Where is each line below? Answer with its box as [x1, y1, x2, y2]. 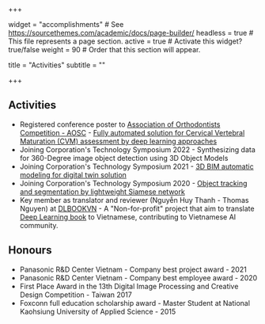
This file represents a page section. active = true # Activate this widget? [8, 36, 243, 46]
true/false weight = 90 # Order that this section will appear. [8, 45, 201, 54]
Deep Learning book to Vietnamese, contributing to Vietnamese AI [19, 212, 237, 222]
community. [19, 220, 59, 230]
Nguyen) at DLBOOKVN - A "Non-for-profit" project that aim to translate [19, 204, 255, 213]
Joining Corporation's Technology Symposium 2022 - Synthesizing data [19, 144, 256, 154]
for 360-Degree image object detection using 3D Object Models [19, 153, 229, 162]
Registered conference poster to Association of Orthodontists [19, 120, 221, 129]
